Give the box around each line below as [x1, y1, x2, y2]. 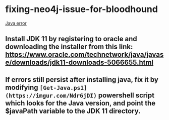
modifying [5, 83, 39, 91]
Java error [5, 20, 27, 26]
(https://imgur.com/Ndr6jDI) [5, 92, 97, 99]
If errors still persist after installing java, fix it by [5, 75, 159, 84]
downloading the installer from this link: [5, 43, 133, 51]
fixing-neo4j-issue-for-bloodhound [5, 4, 158, 15]
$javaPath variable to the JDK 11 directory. [5, 106, 141, 115]
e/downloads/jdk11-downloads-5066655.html [5, 58, 154, 67]
